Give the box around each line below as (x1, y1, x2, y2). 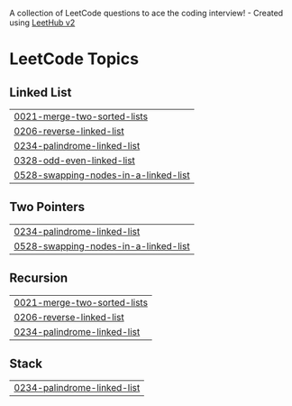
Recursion (9, 271, 68, 286)
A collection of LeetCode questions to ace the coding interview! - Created (9, 8, 284, 18)
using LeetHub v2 (9, 17, 76, 28)
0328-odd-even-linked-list (14, 154, 135, 166)
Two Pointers (9, 199, 86, 215)
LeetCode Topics (9, 49, 140, 69)
